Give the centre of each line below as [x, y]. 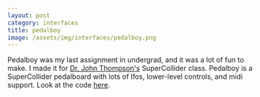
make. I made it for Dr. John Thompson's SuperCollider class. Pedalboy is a [130, 69]
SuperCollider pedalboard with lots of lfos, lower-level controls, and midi [125, 76]
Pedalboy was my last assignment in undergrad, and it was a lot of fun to [126, 60]
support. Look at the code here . [59, 85]
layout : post [29, 15]
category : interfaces [43, 23]
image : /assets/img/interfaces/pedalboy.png [82, 37]
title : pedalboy [34, 30]
